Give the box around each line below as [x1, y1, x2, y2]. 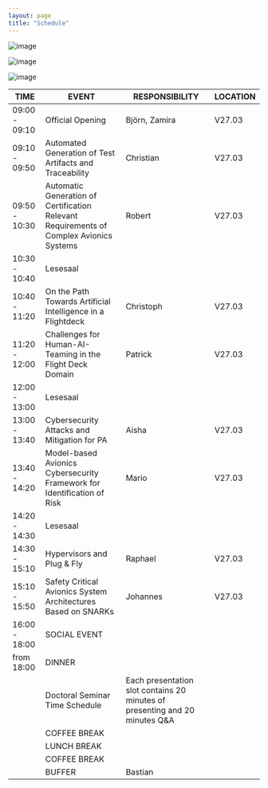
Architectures [45, 596, 97, 607]
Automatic [45, 180, 84, 191]
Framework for [45, 477, 100, 488]
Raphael [125, 553, 157, 564]
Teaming [45, 349, 78, 360]
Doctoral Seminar [45, 689, 111, 700]
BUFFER [45, 766, 77, 778]
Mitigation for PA [45, 434, 108, 445]
